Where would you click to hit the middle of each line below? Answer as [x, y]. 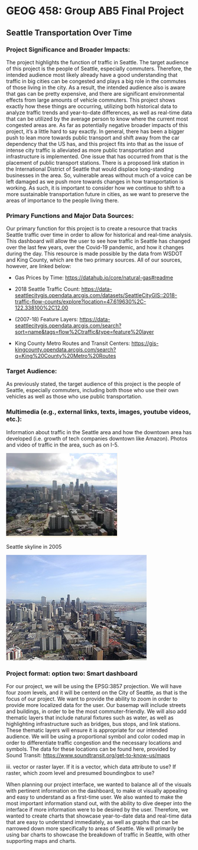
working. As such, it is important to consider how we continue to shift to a [96, 188]
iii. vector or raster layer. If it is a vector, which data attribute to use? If [91, 767]
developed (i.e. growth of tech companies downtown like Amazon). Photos [97, 438]
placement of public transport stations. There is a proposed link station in [95, 162]
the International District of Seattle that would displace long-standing [90, 169]
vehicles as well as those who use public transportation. [74, 396]
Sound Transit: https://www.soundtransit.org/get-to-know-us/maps [88, 755]
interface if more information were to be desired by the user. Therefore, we [97, 810]
